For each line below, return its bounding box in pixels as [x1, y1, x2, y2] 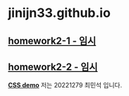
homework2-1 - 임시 [8, 35, 97, 47]
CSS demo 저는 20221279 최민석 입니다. [8, 81, 123, 90]
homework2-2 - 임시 [8, 61, 98, 73]
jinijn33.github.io [8, 5, 111, 21]
